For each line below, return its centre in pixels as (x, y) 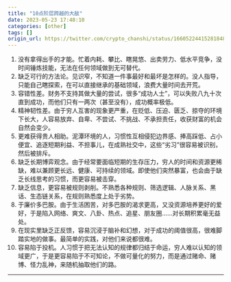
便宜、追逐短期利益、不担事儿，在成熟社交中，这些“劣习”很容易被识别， (120, 145)
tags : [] (20, 33)
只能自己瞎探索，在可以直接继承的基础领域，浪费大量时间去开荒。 (111, 85)
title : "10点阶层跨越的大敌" (45, 13)
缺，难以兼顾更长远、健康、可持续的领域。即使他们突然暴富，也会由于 (117, 170)
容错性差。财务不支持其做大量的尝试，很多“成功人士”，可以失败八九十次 (120, 94)
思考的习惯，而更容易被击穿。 (78, 179)
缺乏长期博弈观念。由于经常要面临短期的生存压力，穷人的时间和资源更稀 (120, 162)
